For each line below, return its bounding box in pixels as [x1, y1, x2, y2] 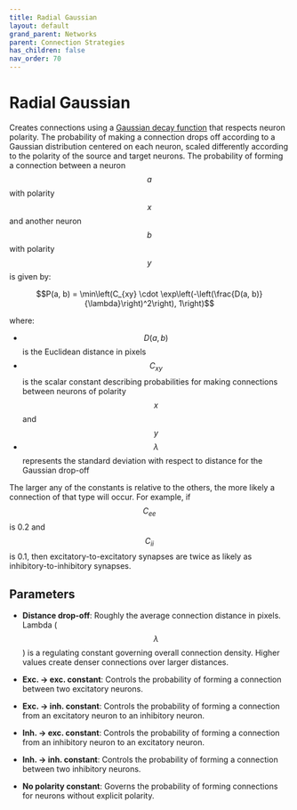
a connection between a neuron [9, 159, 126, 170]
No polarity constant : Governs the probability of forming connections [21, 781, 278, 792]
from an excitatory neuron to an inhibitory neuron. [21, 710, 205, 721]
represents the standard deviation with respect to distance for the [21, 455, 263, 466]
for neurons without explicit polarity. [21, 790, 155, 801]
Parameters [9, 587, 76, 602]
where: [9, 315, 36, 326]
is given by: [9, 271, 52, 281]
